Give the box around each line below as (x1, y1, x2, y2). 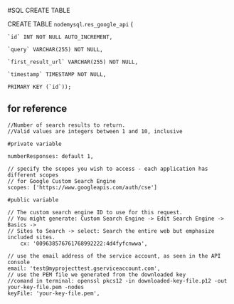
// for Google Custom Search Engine (7, 177, 116, 184)
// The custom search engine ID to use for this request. (7, 209, 183, 216)
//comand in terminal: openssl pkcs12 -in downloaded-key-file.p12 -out (7, 277, 228, 284)
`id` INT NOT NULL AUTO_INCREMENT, (7, 33, 113, 41)
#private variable (7, 140, 62, 147)
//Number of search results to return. (7, 121, 126, 129)
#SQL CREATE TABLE (7, 6, 70, 14)
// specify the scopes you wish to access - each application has (7, 165, 208, 172)
